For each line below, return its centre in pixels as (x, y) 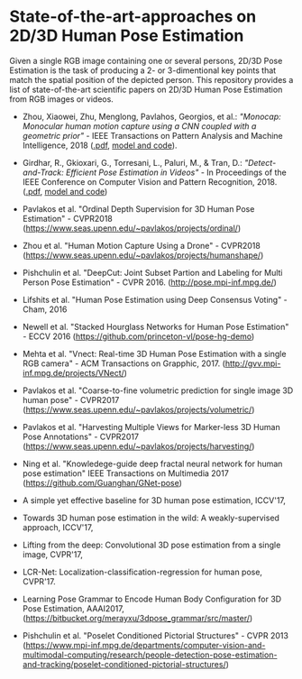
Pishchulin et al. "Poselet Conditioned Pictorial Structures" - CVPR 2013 (155, 635)
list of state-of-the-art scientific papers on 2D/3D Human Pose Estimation (146, 89)
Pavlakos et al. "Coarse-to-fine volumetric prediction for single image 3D (158, 390)
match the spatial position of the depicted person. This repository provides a (151, 79)
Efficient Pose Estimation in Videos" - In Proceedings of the (176, 172)
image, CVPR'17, (52, 554)
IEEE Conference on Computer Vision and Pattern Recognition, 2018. (150, 181)
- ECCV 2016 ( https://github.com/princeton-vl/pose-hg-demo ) (138, 336)
